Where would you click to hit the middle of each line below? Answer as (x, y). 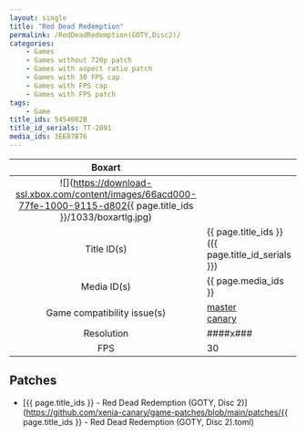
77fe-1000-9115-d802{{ (76, 205)
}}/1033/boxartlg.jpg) (106, 217)
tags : (20, 103)
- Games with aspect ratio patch (89, 69)
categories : (32, 43)
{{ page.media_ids (245, 281)
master (221, 306)
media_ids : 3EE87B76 (49, 137)
